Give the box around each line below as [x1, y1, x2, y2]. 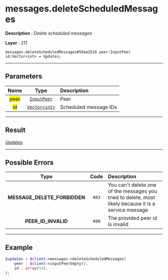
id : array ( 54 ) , [14, 265, 48, 270]
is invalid [107, 221, 128, 228]
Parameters [5, 72, 42, 80]
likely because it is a [107, 200, 155, 207]
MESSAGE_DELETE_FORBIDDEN [7, 194, 85, 201]
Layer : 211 [5, 39, 27, 45]
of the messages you [107, 188, 157, 195]
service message [107, 206, 148, 213]
